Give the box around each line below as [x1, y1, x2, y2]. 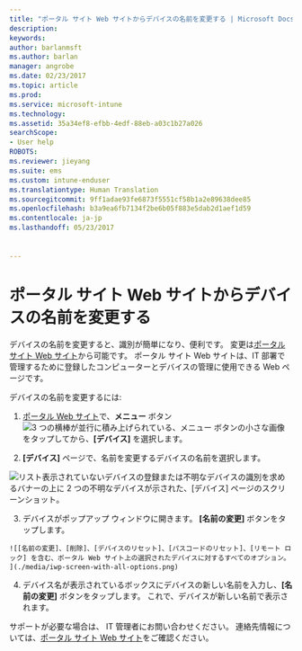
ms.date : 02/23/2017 [9, 72, 87, 81]
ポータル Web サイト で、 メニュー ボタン [22, 410, 173, 422]
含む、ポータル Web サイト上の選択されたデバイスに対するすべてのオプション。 [37, 553, 290, 562]
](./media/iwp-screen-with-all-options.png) [9, 562, 179, 571]
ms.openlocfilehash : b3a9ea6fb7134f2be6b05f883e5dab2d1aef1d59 [9, 204, 252, 213]
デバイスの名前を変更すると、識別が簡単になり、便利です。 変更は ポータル [9, 338, 286, 350]
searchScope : [9, 129, 58, 138]
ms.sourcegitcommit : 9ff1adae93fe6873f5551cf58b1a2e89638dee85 [9, 194, 252, 204]
